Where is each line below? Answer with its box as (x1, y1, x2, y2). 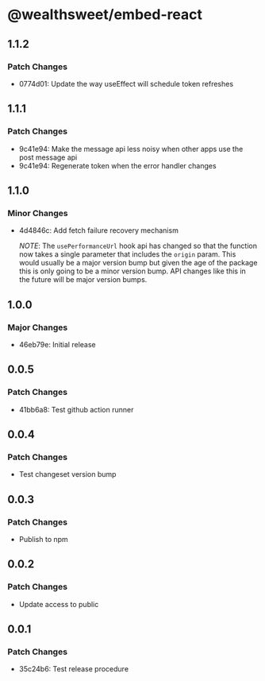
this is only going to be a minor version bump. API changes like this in (18, 266, 247, 276)
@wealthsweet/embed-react (7, 6, 203, 24)
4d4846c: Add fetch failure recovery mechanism (18, 226, 179, 235)
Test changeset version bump (18, 470, 117, 479)
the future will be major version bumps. (18, 275, 148, 284)
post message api (18, 153, 78, 162)
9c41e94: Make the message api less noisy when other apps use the (18, 144, 244, 153)
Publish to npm (18, 535, 68, 544)
